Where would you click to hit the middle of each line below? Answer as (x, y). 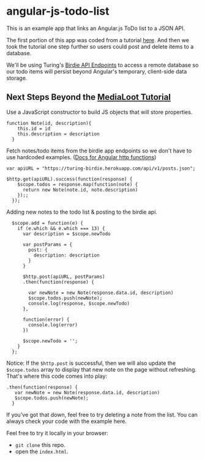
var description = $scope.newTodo (67, 234)
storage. (17, 78)
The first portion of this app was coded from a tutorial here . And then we (98, 40)
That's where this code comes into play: (57, 376)
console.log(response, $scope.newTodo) (79, 303)
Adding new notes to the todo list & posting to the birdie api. (82, 212)
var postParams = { (47, 244)
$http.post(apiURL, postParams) (64, 277)
